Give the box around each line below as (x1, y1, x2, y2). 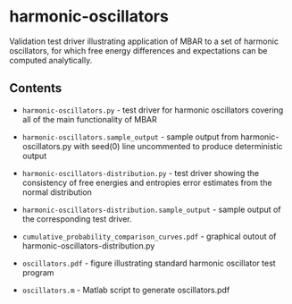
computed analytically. (9, 55, 93, 65)
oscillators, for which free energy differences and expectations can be (9, 45, 268, 55)
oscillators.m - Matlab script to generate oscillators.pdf (21, 284, 230, 295)
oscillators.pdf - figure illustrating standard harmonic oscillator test (21, 258, 276, 268)
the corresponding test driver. (21, 213, 132, 224)
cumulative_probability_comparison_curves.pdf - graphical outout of (21, 231, 277, 241)
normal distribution (21, 186, 92, 198)
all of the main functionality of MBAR (21, 114, 158, 124)
